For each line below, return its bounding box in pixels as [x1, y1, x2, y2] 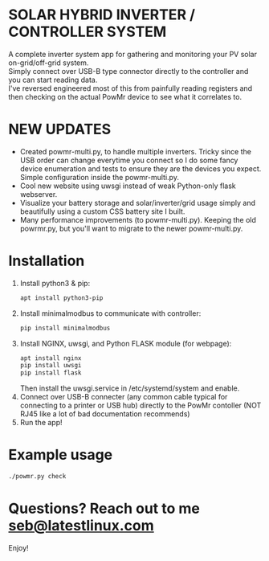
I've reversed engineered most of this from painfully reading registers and [8, 83, 253, 93]
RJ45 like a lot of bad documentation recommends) [19, 409, 190, 419]
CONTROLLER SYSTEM [8, 23, 167, 41]
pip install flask [19, 369, 82, 377]
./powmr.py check [8, 473, 67, 481]
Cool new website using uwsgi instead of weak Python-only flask [19, 181, 236, 190]
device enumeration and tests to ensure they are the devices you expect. [19, 163, 262, 174]
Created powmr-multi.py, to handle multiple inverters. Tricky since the [19, 146, 251, 156]
